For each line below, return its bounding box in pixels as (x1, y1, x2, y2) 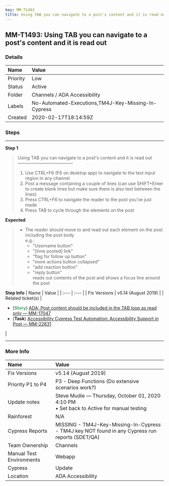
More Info (5, 348, 30, 355)
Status (8, 83, 23, 90)
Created (8, 114, 27, 121)
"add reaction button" (32, 264, 78, 270)
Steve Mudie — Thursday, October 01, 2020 (55, 392, 161, 399)
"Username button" (32, 243, 73, 249)
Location (8, 472, 29, 479)
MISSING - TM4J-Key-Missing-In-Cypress (55, 421, 161, 428)
